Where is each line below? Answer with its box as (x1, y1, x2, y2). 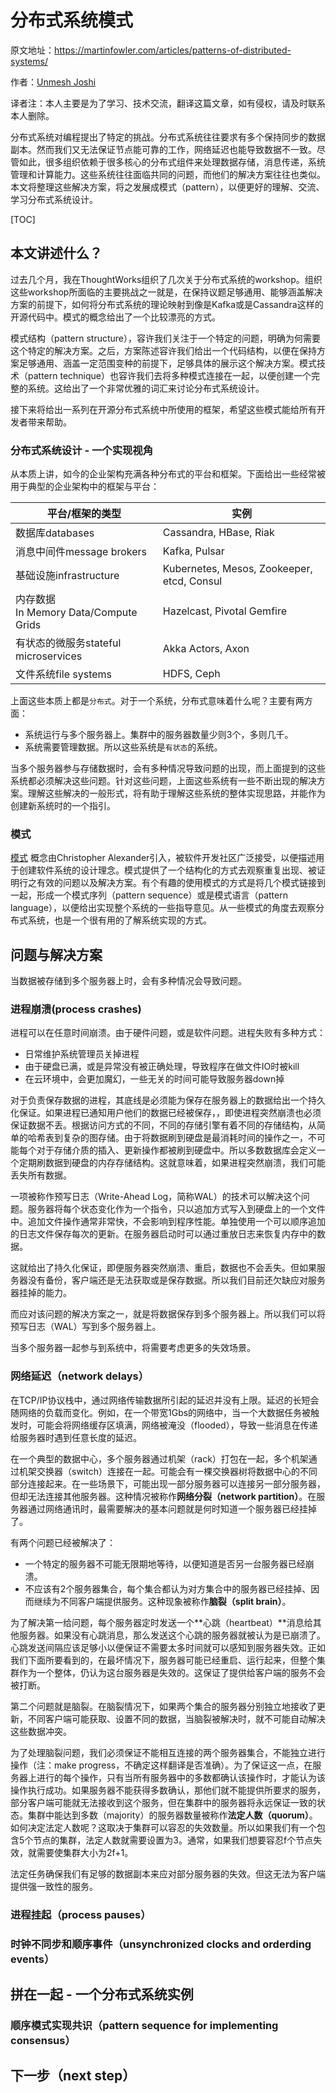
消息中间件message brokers (15, 545, 148, 559)
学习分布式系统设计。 (10, 193, 98, 205)
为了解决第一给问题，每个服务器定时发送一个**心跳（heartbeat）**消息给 (10, 1616, 313, 1628)
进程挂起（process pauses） (10, 1907, 152, 1921)
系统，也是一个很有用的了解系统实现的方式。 (27, 914, 212, 926)
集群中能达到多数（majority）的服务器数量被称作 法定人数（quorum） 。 (27, 1809, 318, 1821)
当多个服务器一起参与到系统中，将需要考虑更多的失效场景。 (10, 1342, 256, 1354)
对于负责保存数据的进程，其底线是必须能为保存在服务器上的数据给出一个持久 (10, 1094, 326, 1106)
